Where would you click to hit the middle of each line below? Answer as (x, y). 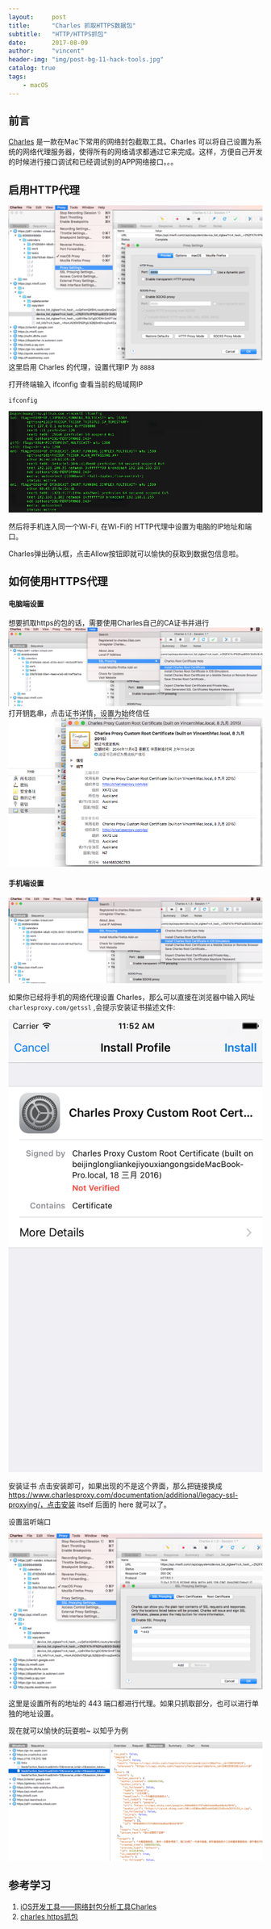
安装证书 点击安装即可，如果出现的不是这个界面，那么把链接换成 (115, 1486)
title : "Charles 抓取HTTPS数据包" (72, 25)
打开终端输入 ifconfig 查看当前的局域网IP (76, 384)
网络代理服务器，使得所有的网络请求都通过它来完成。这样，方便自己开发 (142, 152)
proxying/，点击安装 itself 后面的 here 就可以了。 (90, 1504)
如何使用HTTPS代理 (58, 582)
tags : (17, 77)
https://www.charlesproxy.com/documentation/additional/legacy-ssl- (123, 1495)
